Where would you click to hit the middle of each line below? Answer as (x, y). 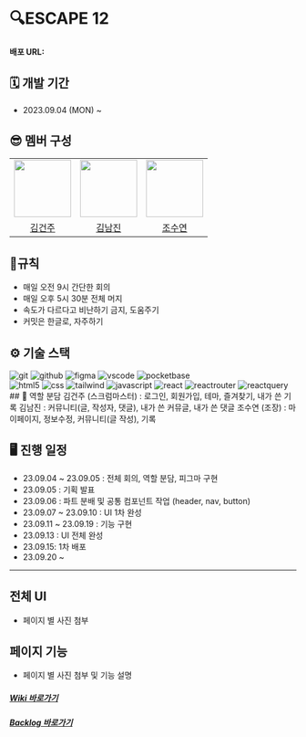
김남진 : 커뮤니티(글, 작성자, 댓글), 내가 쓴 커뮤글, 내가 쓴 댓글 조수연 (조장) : (153, 407)
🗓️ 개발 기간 (40, 84)
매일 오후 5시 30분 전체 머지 (72, 299)
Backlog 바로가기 (41, 722)
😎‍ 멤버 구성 (41, 140)
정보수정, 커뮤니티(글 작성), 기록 (100, 419)
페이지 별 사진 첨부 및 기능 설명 (77, 675)
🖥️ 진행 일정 (38, 451)
